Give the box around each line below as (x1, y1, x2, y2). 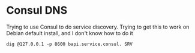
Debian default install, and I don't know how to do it (6, 29, 133, 36)
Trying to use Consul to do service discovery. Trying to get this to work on (6, 23, 190, 30)
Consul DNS (6, 4, 68, 17)
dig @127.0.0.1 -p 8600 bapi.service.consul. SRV (6, 41, 133, 47)
